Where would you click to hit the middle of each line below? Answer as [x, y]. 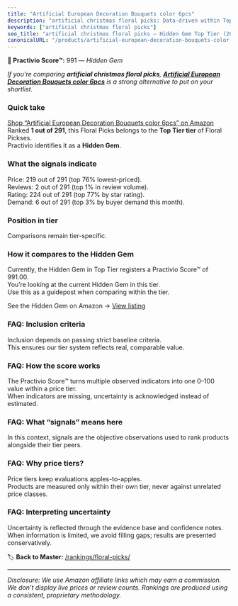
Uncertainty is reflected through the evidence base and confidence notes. [115, 527]
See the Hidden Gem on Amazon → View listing [76, 306]
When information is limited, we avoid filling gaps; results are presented [112, 535]
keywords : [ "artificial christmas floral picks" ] [82, 27]
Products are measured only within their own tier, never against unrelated [114, 486]
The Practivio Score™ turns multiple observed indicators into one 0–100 [111, 381]
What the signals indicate [52, 164]
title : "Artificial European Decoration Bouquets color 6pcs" [101, 14]
